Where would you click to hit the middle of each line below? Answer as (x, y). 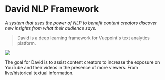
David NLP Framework (52, 9)
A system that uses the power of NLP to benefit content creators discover (81, 23)
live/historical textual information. (39, 73)
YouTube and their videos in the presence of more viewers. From (72, 67)
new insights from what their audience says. (51, 28)
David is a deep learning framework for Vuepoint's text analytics (83, 38)
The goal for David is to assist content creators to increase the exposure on (83, 62)
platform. (27, 43)
